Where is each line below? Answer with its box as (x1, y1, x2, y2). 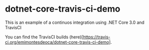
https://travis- (83, 34, 110, 40)
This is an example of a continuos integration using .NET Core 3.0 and (5, 19, 145, 25)
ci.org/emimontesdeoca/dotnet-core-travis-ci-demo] (5, 39, 111, 45)
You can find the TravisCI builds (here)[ (5, 34, 83, 40)
